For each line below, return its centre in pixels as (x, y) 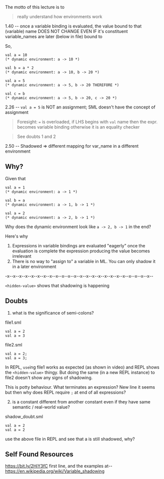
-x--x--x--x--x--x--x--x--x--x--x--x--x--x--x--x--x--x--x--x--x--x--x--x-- (79, 276)
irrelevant (22, 256)
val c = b (15, 94)
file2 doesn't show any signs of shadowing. (49, 377)
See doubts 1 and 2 (36, 136)
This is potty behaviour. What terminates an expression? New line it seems (80, 387)
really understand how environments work (60, 16)
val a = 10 (16, 55)
